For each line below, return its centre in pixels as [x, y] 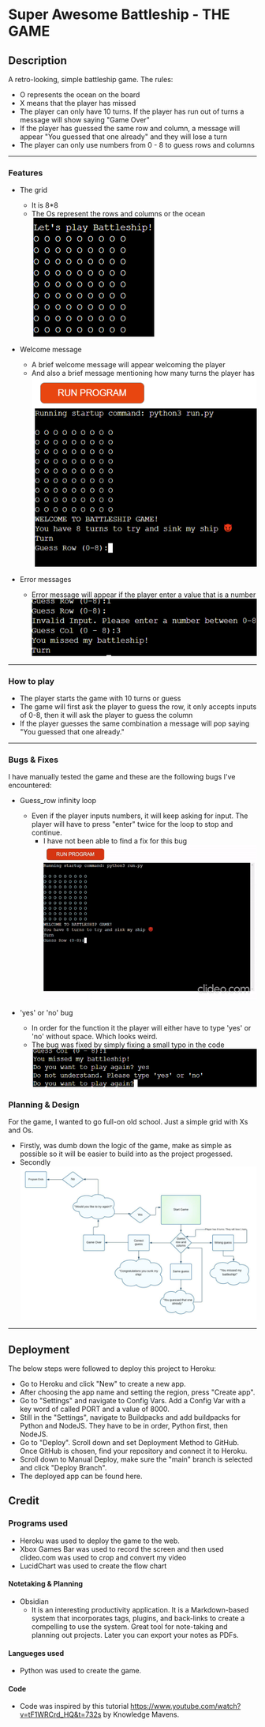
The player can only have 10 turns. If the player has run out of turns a [132, 111]
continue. [47, 833]
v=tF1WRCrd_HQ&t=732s [60, 1714]
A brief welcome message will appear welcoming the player [129, 365]
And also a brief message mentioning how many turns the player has [143, 374]
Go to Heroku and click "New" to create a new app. [103, 1384]
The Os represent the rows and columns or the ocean [118, 214]
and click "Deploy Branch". [63, 1468]
